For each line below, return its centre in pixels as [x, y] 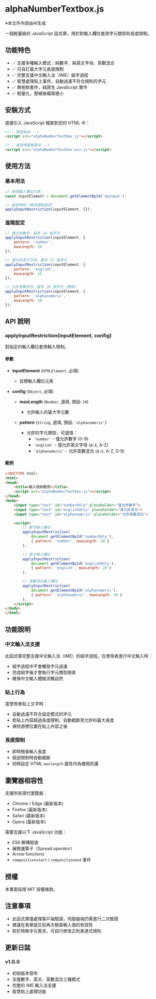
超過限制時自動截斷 [31, 758]
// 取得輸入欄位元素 [23, 191]
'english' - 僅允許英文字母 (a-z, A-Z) [71, 445]
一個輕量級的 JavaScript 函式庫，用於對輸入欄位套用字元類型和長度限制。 [78, 33]
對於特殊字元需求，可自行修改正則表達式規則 [57, 931]
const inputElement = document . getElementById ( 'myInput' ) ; [66, 196]
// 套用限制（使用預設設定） [30, 205]
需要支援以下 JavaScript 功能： [36, 832]
